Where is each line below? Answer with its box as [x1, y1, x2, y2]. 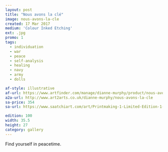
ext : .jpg [5, 30, 26, 35]
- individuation [9, 44, 43, 49]
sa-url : [5, 104, 21, 110]
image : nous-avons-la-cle [5, 16, 59, 21]
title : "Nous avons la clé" [5, 12, 64, 17]
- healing [9, 63, 30, 68]
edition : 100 [5, 113, 32, 119]
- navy [9, 68, 23, 73]
